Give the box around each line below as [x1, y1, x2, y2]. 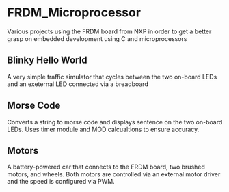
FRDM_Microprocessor [7, 5, 142, 20]
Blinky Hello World [7, 55, 87, 66]
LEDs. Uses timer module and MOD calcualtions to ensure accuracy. [7, 125, 200, 133]
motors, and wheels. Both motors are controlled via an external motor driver [7, 170, 221, 178]
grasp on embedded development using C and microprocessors [7, 34, 187, 42]
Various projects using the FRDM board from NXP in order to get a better [7, 27, 212, 36]
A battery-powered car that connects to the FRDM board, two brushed [7, 163, 205, 172]
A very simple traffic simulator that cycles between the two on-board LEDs [7, 72, 217, 81]
